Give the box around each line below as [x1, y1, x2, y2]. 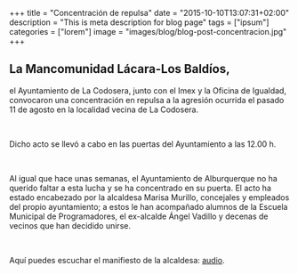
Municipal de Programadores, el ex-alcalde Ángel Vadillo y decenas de [9, 211, 269, 222]
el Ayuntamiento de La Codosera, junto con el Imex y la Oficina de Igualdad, [9, 85, 287, 96]
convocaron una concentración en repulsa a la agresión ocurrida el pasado [9, 94, 285, 105]
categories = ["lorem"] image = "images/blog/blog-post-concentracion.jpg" [9, 27, 287, 36]
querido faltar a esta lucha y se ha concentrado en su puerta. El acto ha [9, 182, 271, 193]
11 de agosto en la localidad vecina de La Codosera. [9, 104, 198, 115]
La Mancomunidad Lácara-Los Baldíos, [9, 61, 230, 77]
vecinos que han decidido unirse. [9, 220, 132, 230]
